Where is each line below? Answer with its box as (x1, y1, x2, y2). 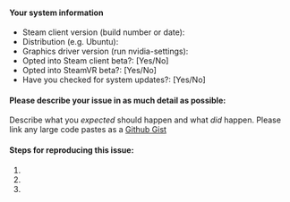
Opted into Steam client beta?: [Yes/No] (21, 55, 169, 66)
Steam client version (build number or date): (21, 27, 185, 38)
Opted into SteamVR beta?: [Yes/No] (21, 65, 157, 76)
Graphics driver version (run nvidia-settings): (21, 46, 189, 57)
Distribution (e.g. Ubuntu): (21, 37, 119, 47)
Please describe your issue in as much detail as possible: (9, 95, 226, 105)
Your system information (9, 7, 104, 18)
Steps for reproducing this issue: (9, 145, 134, 156)
